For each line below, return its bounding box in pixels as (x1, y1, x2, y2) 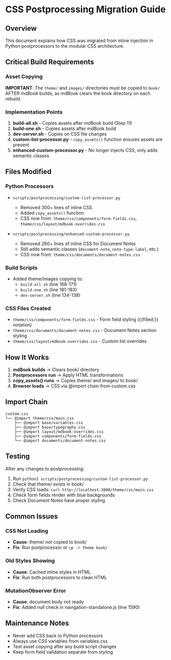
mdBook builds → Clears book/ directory (12, 367, 100, 373)
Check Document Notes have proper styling (12, 497, 106, 503)
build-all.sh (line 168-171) (20, 281, 77, 287)
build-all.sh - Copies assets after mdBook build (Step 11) (12, 120, 132, 126)
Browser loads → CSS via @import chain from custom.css (12, 383, 136, 389)
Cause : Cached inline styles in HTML (12, 569, 91, 575)
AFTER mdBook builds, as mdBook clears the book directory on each (5, 90, 151, 96)
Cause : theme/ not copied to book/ (12, 539, 87, 545)
